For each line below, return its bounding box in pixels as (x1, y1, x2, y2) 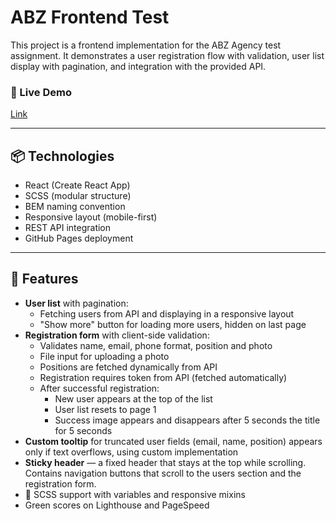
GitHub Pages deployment (24, 232, 134, 245)
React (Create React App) (24, 179, 131, 191)
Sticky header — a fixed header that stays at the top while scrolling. (24, 456, 307, 468)
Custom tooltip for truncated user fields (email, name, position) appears (24, 435, 323, 447)
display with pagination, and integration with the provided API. (10, 60, 267, 72)
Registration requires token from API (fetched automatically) (39, 371, 288, 383)
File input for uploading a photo (39, 350, 170, 362)
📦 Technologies (10, 147, 115, 165)
